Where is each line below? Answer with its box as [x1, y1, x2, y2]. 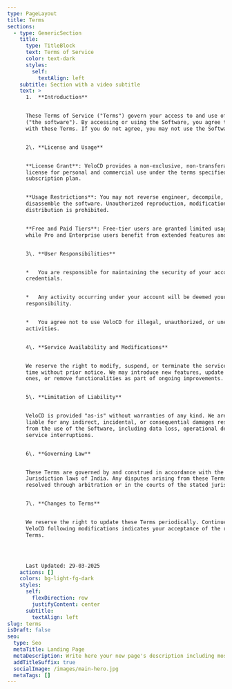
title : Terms [7, 17, 45, 24]
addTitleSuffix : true [13, 659, 76, 665]
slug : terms [7, 620, 41, 627]
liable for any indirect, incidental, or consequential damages [25, 419, 215, 426]
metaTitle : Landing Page [13, 646, 85, 653]
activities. [25, 325, 60, 332]
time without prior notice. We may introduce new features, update [25, 368, 224, 376]
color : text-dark [25, 55, 76, 62]
